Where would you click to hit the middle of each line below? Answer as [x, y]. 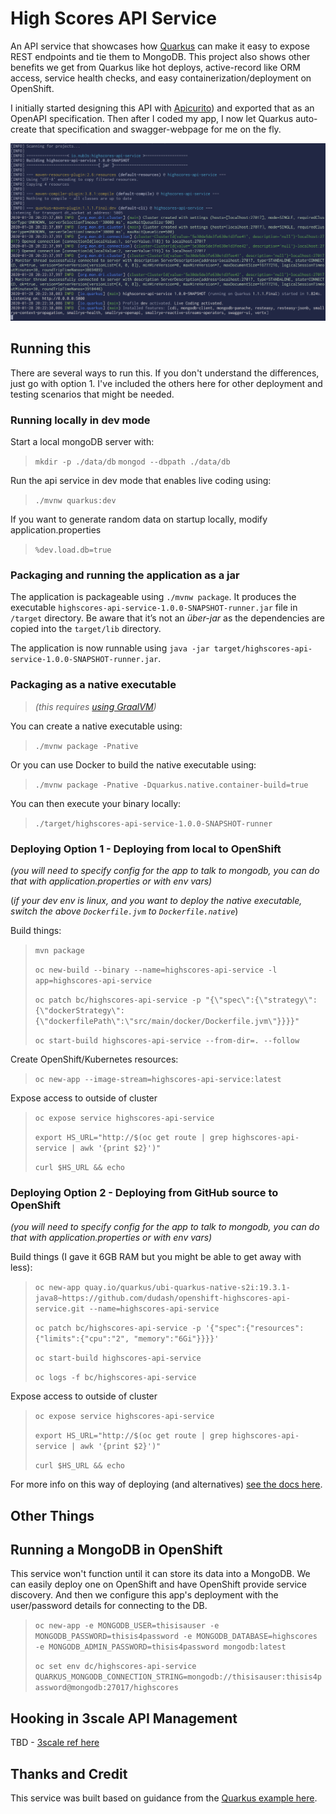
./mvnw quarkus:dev [75, 501]
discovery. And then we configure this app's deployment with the [144, 1595]
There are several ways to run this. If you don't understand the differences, [165, 373]
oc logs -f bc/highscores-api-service [115, 1378]
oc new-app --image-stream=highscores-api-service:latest [158, 1079]
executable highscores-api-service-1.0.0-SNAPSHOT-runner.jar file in [154, 608]
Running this [51, 348]
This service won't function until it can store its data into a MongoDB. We [160, 1574]
